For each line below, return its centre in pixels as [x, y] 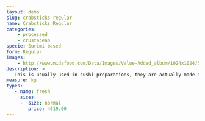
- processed [32, 35]
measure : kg [21, 80]
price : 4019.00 [48, 108]
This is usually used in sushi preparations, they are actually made [105, 75]
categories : [21, 29]
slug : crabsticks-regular [39, 18]
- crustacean [34, 40]
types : [15, 86]
